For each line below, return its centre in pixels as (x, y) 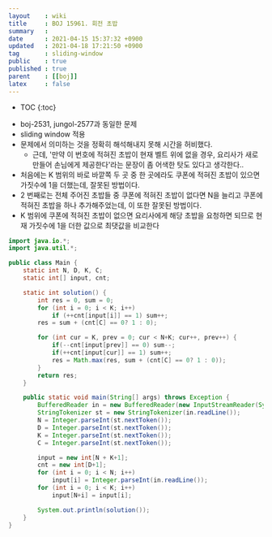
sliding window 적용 (53, 134)
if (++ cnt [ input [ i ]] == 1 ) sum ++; (110, 315)
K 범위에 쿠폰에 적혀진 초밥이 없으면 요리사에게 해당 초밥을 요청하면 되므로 (137, 215)
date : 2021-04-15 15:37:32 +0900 (76, 39)
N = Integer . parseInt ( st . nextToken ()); (105, 420)
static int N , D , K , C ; (63, 271)
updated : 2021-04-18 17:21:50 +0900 (76, 46)
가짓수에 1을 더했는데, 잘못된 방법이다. (80, 184)
